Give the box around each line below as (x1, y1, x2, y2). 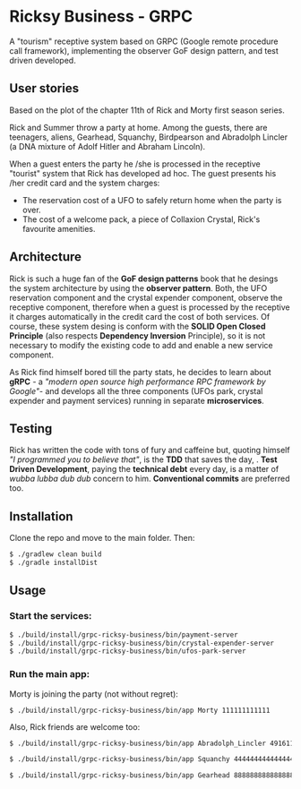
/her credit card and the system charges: (9, 177, 160, 188)
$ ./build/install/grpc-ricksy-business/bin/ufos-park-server (9, 647, 246, 656)
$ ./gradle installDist (9, 558, 99, 568)
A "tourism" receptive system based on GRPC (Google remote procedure (9, 36, 279, 47)
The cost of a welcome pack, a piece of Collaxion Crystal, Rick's (21, 213, 261, 225)
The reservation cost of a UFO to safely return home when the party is (21, 194, 282, 205)
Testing (9, 421, 53, 436)
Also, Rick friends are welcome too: (9, 721, 141, 732)
